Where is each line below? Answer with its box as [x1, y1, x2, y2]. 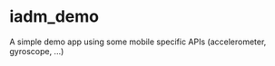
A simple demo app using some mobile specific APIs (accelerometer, [9, 36, 267, 47]
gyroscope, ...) [9, 45, 64, 56]
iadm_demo [9, 6, 100, 27]
